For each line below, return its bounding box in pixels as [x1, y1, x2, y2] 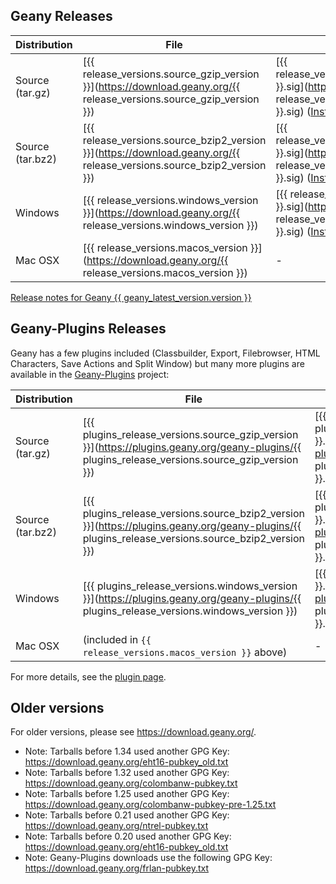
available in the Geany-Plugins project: [10, 368, 170, 380]
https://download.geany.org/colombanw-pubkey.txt [24, 777, 238, 789]
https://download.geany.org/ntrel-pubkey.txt [24, 820, 209, 832]
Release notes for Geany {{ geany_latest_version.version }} [10, 291, 252, 303]
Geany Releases [10, 8, 113, 25]
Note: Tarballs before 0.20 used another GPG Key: [24, 830, 232, 843]
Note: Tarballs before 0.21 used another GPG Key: [24, 809, 230, 821]
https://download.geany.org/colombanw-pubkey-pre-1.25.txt [24, 799, 277, 811]
